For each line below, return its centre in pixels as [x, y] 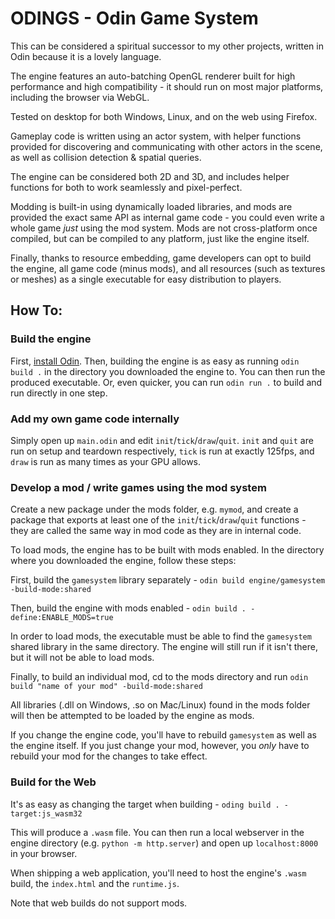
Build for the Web [53, 782]
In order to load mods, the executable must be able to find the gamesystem [161, 636]
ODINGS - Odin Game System [134, 18]
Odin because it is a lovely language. [86, 56]
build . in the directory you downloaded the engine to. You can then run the [168, 371]
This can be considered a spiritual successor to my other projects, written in [167, 46]
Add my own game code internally [95, 419]
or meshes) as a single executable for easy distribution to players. [146, 279]
